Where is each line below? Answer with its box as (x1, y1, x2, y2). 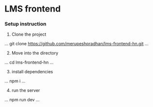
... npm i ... (4, 78, 26, 84)
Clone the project (11, 31, 46, 37)
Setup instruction (4, 21, 46, 27)
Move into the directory (11, 50, 59, 56)
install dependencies (11, 69, 53, 75)
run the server (11, 88, 40, 94)
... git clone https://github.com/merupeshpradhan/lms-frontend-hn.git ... (4, 41, 149, 47)
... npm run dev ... (4, 97, 40, 103)
